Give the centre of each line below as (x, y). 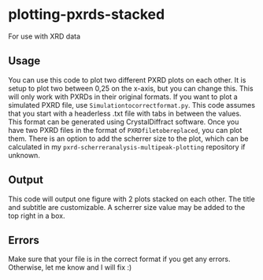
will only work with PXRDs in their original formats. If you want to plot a (123, 97)
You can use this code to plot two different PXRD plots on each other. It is (127, 79)
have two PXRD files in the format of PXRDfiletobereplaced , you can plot (125, 130)
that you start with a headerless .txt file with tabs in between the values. (125, 113)
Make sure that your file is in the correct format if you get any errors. (119, 259)
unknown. (24, 155)
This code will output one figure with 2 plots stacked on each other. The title (132, 199)
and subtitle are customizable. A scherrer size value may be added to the (127, 207)
